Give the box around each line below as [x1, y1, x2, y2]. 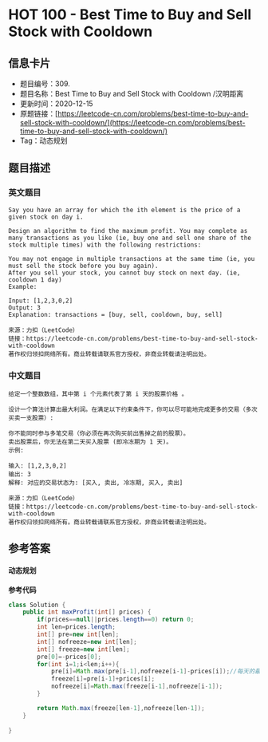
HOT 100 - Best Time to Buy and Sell [8, 6, 252, 24]
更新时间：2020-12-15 [19, 99, 93, 109]
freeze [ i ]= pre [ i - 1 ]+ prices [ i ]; [50, 675, 156, 683]
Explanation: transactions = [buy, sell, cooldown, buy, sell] [8, 310, 223, 318]
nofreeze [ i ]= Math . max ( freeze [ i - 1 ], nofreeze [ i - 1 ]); [50, 682, 223, 691]
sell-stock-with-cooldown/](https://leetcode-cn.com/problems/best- [19, 118, 246, 127]
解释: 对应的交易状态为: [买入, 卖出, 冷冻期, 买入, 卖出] [8, 479, 183, 487]
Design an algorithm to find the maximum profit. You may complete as [8, 227, 248, 235]
